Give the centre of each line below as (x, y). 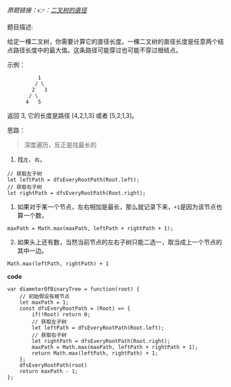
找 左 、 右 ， (31, 159)
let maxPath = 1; (44, 302)
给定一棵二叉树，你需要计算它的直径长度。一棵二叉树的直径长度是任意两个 (112, 41)
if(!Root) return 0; (61, 315)
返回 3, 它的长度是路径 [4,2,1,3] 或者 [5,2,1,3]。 (73, 115)
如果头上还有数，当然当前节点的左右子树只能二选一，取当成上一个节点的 (119, 242)
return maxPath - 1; (49, 371)
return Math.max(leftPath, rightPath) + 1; (95, 353)
